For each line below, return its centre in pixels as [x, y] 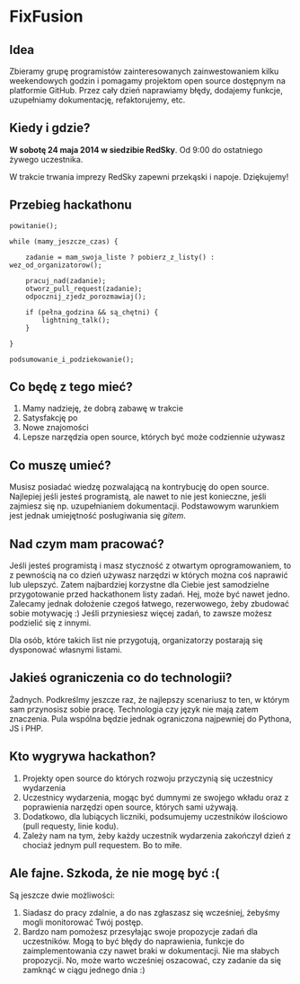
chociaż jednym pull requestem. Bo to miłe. [102, 845]
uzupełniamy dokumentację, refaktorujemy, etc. [97, 100]
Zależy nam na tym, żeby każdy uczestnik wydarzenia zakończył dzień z [157, 835]
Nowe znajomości [55, 428]
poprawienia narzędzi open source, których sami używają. [130, 807]
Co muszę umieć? [61, 465]
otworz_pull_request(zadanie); [84, 288]
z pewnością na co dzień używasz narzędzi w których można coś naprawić [149, 575]
